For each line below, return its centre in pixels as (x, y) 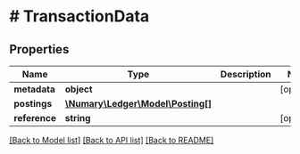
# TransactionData (79, 16)
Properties (39, 49)
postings (33, 104)
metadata (34, 89)
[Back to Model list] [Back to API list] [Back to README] (112, 140)
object (79, 89)
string (78, 118)
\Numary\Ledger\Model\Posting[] (138, 104)
